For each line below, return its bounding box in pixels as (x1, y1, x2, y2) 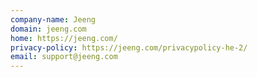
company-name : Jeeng (10, 14, 97, 25)
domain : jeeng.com (10, 24, 87, 34)
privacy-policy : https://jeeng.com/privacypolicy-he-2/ (10, 42, 248, 53)
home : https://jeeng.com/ (10, 33, 118, 43)
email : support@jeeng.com (10, 52, 118, 62)
